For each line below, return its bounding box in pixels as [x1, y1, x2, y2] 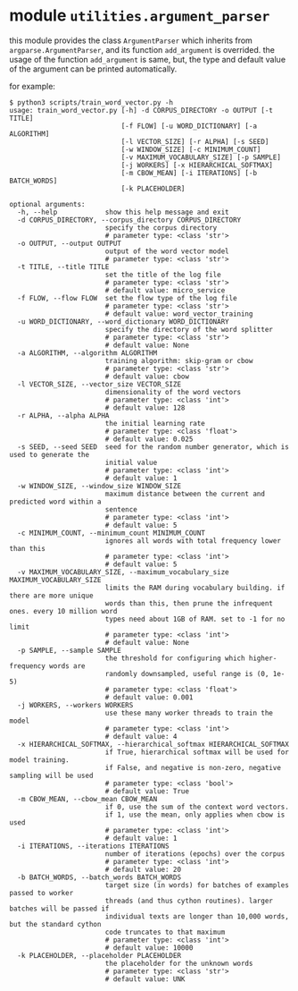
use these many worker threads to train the [104, 708, 274, 717]
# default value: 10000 [104, 943, 194, 953]
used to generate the [9, 450, 90, 459]
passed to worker [9, 888, 74, 897]
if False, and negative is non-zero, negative [104, 763, 281, 772]
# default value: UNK [104, 974, 186, 984]
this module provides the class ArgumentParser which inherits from [9, 35, 252, 46]
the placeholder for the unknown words [104, 959, 253, 968]
